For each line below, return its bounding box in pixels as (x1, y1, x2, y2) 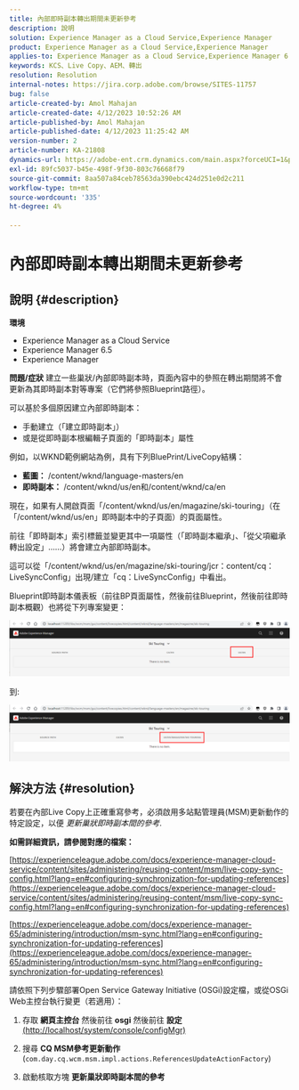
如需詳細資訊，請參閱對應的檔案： (9, 836, 134, 847)
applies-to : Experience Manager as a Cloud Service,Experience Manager (9, 52, 280, 61)
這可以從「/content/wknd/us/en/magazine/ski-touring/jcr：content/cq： (9, 561, 274, 571)
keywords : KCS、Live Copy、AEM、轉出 (9, 61, 142, 70)
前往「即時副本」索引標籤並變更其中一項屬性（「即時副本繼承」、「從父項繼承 (9, 531, 287, 541)
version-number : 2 (9, 136, 77, 146)
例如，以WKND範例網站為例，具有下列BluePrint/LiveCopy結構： (9, 451, 245, 462)
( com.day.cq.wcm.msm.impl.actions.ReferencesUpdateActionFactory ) (21, 1053, 271, 1063)
